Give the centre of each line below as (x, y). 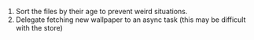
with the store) (39, 28)
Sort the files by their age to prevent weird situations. (101, 11)
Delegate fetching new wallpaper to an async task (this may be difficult (131, 20)
